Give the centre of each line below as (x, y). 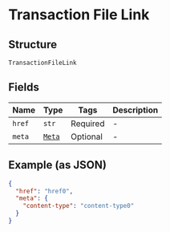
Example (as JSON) (57, 165)
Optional (87, 136)
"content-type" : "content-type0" (79, 206)
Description (135, 110)
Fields (24, 87)
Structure (33, 45)
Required (88, 124)
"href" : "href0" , (45, 191)
